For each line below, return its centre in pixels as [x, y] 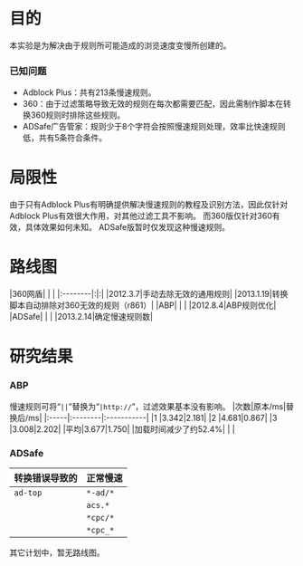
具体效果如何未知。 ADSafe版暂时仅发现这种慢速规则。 [128, 227]
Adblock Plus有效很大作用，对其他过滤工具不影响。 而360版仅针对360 [141, 216]
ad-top [28, 493]
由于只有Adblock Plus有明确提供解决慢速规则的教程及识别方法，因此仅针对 [149, 205]
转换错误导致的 [46, 478]
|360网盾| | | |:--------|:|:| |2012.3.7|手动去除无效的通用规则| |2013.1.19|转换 [149, 294]
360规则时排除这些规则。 [77, 115]
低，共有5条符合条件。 [65, 138]
